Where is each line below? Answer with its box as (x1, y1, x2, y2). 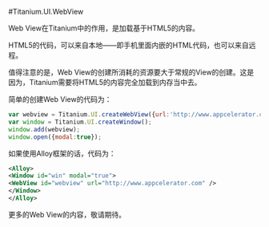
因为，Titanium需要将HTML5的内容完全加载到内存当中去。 (8, 78, 202, 87)
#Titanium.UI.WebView (8, 7, 84, 16)
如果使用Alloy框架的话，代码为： (8, 148, 116, 158)
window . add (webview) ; (8, 125, 81, 133)
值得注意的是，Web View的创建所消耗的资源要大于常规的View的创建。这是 (8, 67, 255, 77)
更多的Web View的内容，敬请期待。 (8, 209, 126, 219)
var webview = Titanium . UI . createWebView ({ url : (8, 111, 171, 119)
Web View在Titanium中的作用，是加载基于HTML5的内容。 (8, 23, 200, 33)
